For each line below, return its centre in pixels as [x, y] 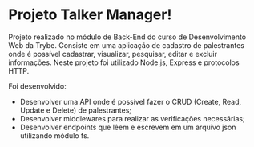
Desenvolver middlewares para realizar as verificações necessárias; [133, 118]
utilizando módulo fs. [54, 135]
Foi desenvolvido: [37, 86]
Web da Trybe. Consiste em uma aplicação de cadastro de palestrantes [126, 45]
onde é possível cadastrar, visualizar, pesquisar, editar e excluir [113, 54]
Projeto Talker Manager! [90, 15]
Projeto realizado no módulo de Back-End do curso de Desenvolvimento [127, 37]
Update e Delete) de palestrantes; [76, 110]
